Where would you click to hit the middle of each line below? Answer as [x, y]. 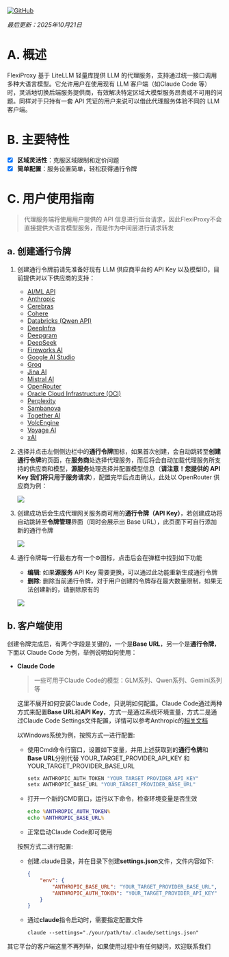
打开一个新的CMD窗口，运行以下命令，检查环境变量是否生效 [112, 799]
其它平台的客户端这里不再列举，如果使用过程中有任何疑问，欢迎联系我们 [109, 947]
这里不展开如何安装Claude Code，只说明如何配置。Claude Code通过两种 [120, 703]
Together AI [44, 415]
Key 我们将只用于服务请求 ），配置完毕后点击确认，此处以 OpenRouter [114, 477]
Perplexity [41, 400]
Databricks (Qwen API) [59, 320]
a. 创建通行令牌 [39, 251]
